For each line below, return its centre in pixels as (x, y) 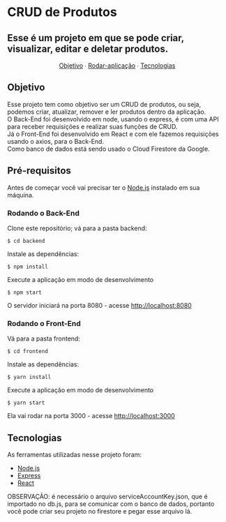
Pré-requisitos (39, 171)
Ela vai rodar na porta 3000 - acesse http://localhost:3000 (91, 416)
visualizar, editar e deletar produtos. (88, 49)
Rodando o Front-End (44, 323)
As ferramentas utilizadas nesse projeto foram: (74, 455)
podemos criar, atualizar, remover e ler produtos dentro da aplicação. (107, 112)
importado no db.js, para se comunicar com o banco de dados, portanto (111, 504)
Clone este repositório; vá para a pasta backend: (77, 228)
